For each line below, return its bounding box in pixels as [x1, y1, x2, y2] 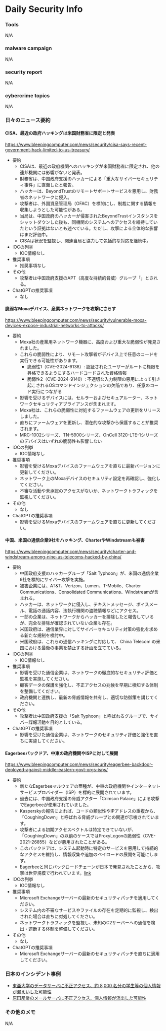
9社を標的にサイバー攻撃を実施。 [19, 576, 87, 582]
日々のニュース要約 [5, 117, 51, 124]
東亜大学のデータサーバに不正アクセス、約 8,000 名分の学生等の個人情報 [12, 983, 161, 989]
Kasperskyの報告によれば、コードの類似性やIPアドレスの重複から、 [19, 808, 158, 814]
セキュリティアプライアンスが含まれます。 [33, 401, 119, 407]
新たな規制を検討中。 [24, 632, 68, 638]
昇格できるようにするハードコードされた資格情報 [27, 370, 127, 376]
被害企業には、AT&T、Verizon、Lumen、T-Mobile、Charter [19, 582, 141, 589]
